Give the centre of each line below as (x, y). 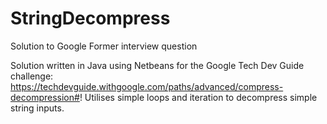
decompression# (45, 97)
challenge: (32, 76)
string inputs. (37, 108)
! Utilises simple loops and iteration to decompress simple (198, 97)
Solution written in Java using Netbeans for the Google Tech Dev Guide (157, 65)
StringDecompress (90, 18)
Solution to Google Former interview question (104, 46)
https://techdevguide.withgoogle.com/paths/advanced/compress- (147, 86)
